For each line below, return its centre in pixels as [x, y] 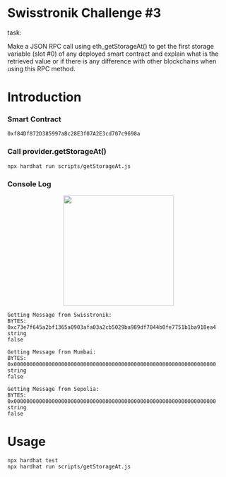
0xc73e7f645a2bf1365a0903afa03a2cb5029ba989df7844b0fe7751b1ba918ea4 [112, 327]
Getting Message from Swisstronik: [60, 315]
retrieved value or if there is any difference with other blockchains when [112, 61]
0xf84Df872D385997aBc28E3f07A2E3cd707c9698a [74, 134]
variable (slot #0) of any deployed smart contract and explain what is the [113, 54]
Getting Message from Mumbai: [52, 352]
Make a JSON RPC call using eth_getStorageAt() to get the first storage [111, 46]
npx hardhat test [33, 460]
